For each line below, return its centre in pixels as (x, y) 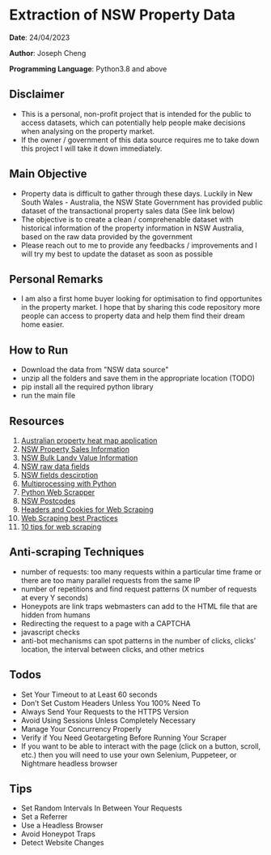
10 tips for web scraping (61, 526)
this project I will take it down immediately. (91, 148)
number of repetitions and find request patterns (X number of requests (139, 589)
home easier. (42, 324)
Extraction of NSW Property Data (122, 15)
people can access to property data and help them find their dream (133, 316)
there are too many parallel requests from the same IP (110, 580)
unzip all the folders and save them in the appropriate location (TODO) (138, 378)
